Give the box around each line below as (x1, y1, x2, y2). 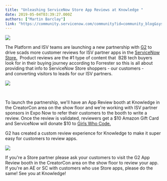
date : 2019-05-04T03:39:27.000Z (5, 12, 72, 17)
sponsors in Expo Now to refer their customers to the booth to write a (5, 110, 148, 116)
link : (5, 21, 16, 26)
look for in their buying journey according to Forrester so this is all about (5, 60, 153, 66)
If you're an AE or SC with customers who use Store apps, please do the (5, 165, 153, 171)
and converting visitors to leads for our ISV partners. (5, 71, 113, 77)
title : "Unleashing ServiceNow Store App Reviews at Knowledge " (5, 7, 143, 12)
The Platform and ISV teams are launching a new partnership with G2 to (5, 44, 152, 50)
